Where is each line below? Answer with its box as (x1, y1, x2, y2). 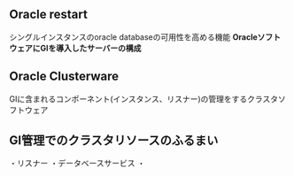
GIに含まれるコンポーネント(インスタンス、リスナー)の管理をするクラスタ (9, 93, 279, 104)
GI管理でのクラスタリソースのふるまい (9, 133, 219, 149)
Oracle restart (9, 7, 89, 22)
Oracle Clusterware (9, 69, 120, 84)
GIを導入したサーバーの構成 (39, 42, 142, 53)
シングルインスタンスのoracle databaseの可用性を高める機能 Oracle (9, 31, 259, 42)
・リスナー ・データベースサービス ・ (9, 158, 146, 169)
